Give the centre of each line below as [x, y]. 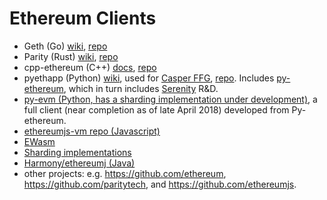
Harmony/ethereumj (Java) [79, 163]
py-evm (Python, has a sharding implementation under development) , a [170, 99]
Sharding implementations [77, 152]
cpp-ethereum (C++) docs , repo [90, 67]
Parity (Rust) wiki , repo [71, 56]
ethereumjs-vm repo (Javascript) [92, 131]
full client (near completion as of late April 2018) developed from [156, 109]
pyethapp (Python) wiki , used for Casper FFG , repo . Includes [149, 78]
